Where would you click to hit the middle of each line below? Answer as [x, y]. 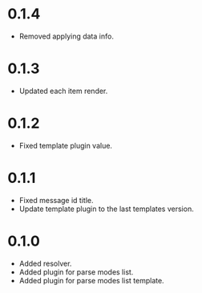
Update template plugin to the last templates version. [106, 209]
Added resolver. [45, 263]
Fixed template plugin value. [66, 145]
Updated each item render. [63, 91]
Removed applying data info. [66, 36]
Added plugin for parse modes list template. [92, 280]
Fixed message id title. [56, 200]
